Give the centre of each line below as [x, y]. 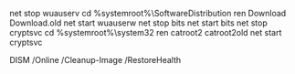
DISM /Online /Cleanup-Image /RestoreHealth [95, 60]
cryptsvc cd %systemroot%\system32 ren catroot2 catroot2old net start [146, 32]
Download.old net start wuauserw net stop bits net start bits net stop [138, 23]
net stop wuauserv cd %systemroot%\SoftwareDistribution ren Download [148, 13]
